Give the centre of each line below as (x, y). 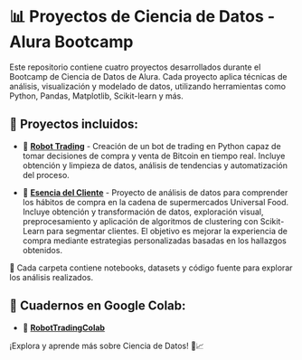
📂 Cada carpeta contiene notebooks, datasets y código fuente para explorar (151, 268)
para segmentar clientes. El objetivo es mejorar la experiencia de (167, 231)
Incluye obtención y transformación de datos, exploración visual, (143, 212)
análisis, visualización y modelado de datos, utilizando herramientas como (148, 86)
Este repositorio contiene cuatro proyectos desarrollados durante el (135, 67)
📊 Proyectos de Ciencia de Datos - (142, 17)
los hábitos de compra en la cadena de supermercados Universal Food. (156, 202)
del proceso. (46, 175)
